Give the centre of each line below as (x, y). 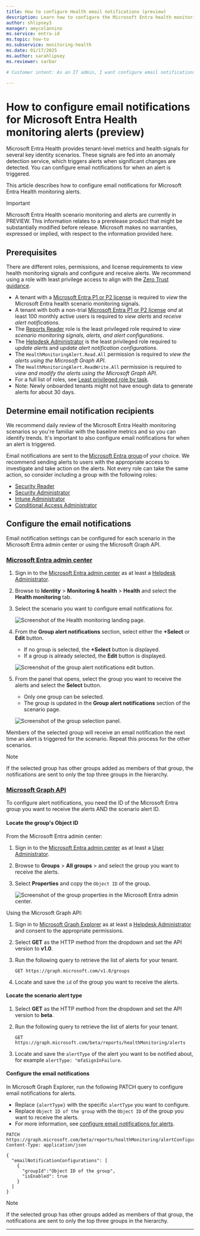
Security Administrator (42, 492)
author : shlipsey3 (29, 23)
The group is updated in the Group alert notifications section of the (107, 703)
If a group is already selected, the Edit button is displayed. (95, 656)
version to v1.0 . (34, 948)
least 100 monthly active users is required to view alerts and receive (98, 317)
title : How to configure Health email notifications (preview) (86, 12)
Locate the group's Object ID (42, 822)
